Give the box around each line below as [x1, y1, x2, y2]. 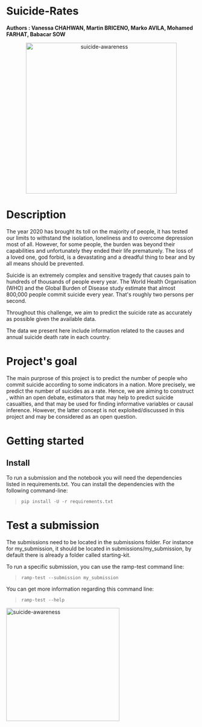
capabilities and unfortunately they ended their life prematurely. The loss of [6, 247, 194, 254]
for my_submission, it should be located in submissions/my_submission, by [6, 545, 192, 552]
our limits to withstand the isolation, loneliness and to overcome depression [6, 234, 194, 241]
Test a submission [6, 519, 99, 532]
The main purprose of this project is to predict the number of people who [6, 374, 188, 381]
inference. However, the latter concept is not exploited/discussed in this [6, 406, 185, 414]
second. [6, 297, 27, 304]
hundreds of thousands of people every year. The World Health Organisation [6, 278, 197, 285]
